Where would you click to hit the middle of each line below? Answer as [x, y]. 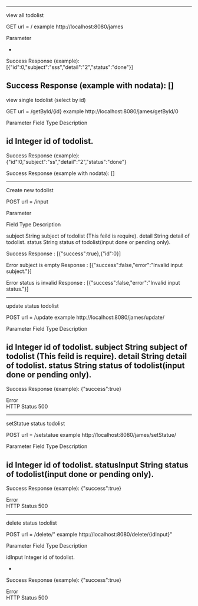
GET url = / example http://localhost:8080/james [65, 27]
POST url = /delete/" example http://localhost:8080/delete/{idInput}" [89, 535]
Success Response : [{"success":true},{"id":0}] [63, 253]
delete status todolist [32, 523]
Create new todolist [30, 190]
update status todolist [32, 306]
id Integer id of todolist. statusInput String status [97, 465]
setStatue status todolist [36, 424]
